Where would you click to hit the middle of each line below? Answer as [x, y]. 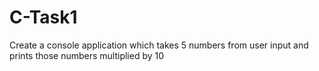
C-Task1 [43, 17]
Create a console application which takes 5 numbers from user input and [159, 45]
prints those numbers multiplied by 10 [87, 55]
